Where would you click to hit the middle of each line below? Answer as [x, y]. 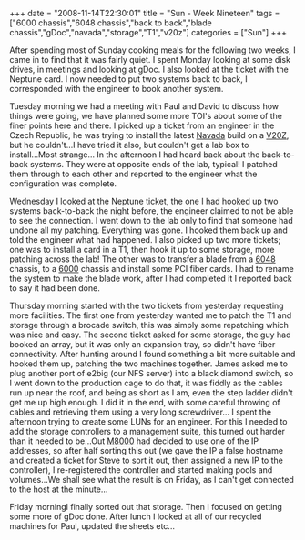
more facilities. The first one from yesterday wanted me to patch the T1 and [151, 315]
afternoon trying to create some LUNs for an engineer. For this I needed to [149, 421]
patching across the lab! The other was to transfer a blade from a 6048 [142, 259]
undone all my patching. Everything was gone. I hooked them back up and [149, 230]
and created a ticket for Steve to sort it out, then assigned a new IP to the [147, 460]
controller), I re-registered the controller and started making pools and [141, 470]
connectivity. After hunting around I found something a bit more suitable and [152, 354]
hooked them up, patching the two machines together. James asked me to [149, 364]
